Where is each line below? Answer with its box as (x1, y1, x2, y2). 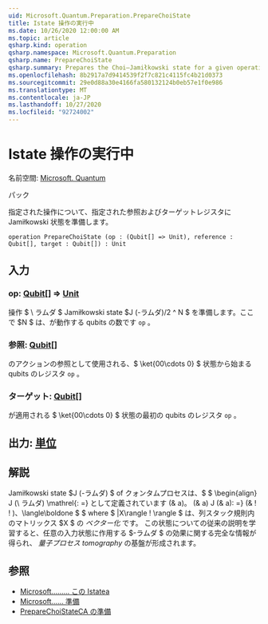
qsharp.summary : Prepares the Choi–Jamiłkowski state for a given (8, 64, 234, 72)
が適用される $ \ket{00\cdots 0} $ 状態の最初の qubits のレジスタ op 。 (8, 411, 241, 420)
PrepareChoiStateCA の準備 (19, 606, 112, 616)
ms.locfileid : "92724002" (8, 109, 94, 117)
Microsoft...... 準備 (19, 597, 80, 606)
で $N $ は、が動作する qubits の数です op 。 (8, 317, 156, 327)
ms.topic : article (8, 34, 69, 42)
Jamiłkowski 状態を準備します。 (8, 217, 113, 226)
